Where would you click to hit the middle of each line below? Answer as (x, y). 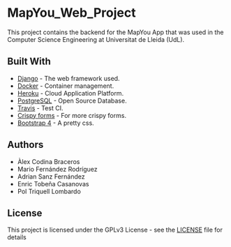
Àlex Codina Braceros (49, 161)
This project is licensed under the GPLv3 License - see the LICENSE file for (115, 230)
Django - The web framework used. (68, 78)
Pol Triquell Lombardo (49, 191)
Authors (25, 145)
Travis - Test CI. (40, 108)
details (17, 237)
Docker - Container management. (66, 86)
